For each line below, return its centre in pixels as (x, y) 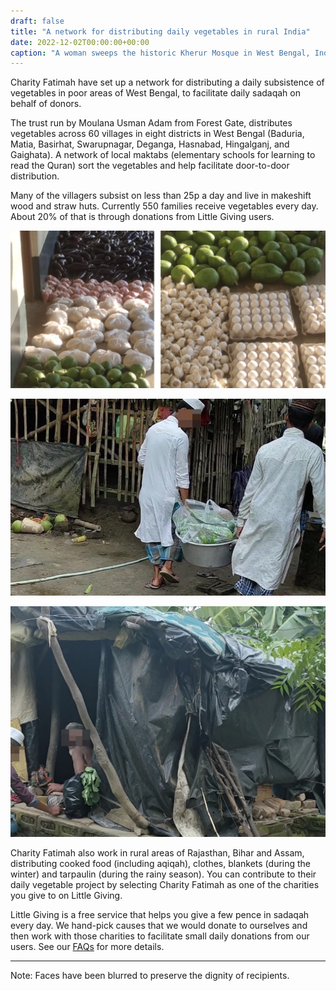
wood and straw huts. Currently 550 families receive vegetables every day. (164, 206)
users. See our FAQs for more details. (87, 946)
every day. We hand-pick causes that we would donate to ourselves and (159, 925)
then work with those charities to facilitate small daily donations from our (160, 936)
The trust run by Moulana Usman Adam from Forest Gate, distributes (151, 123)
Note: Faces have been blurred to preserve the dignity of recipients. (150, 975)
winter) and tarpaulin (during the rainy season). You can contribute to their (163, 874)
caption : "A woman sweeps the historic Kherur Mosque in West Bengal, (160, 53)
